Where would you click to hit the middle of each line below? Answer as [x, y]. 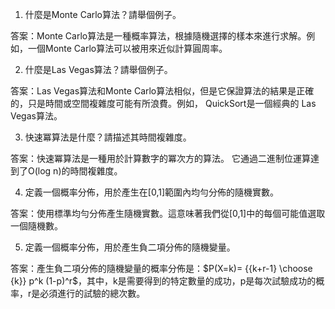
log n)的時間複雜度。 [80, 171]
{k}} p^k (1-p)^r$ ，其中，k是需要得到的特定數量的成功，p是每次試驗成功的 [163, 281]
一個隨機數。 [36, 226]
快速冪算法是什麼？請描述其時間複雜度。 [108, 137]
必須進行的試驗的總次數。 [92, 293]
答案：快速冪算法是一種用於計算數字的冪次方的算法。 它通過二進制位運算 [160, 158]
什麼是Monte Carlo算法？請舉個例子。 [103, 14]
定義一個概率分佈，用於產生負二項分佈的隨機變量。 [130, 247]
